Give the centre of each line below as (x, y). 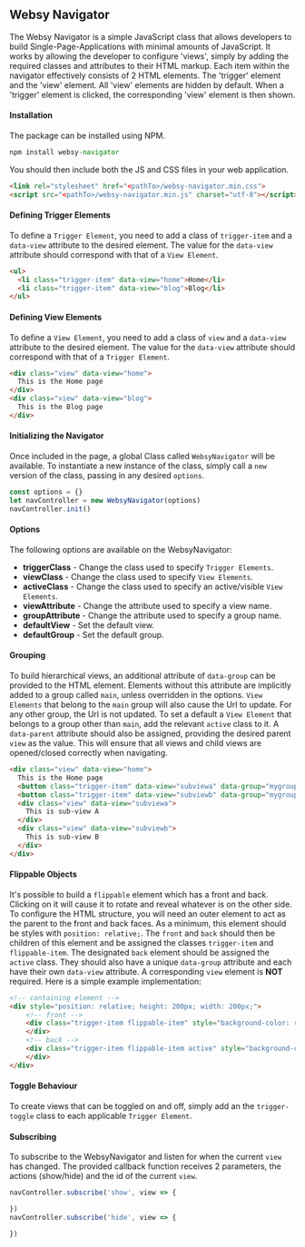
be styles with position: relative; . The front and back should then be (142, 933)
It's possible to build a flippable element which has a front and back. (139, 894)
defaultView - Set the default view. (88, 624)
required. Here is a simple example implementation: (105, 981)
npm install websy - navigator (64, 152)
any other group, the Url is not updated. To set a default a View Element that (151, 714)
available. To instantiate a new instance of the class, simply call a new (138, 466)
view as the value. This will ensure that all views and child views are (136, 743)
